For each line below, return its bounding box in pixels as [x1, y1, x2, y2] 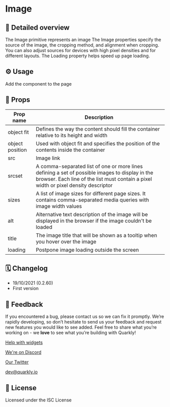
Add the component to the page [5, 80, 72, 87]
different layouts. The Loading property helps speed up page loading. [5, 53, 150, 59]
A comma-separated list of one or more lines [35, 162, 143, 170]
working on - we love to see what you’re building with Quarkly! [5, 330, 136, 336]
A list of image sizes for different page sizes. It [35, 190, 146, 197]
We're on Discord [5, 349, 41, 355]
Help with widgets [5, 340, 43, 346]
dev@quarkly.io [5, 369, 38, 375]
